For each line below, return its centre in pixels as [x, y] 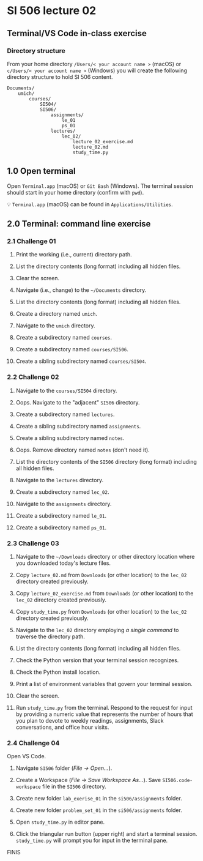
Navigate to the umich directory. [55, 326]
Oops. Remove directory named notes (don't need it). [83, 450]
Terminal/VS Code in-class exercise [77, 33]
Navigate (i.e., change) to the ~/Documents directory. [81, 290]
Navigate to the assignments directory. [64, 504]
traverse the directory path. [50, 636]
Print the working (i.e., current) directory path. [74, 255]
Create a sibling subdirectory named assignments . [78, 426]
